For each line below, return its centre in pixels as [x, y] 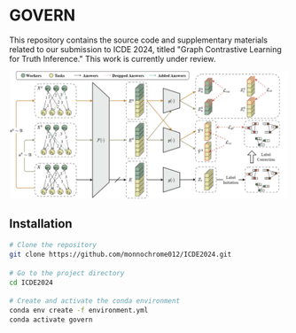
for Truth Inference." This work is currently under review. [113, 58]
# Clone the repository [53, 245]
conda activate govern [51, 320]
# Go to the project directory [67, 273]
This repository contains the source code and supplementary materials [139, 40]
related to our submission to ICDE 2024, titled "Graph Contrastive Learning [145, 49]
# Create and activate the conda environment [94, 301]
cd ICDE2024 [31, 283]
